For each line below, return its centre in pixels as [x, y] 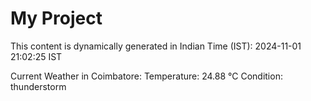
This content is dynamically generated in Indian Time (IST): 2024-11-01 [156, 46]
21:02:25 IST [36, 56]
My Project [56, 18]
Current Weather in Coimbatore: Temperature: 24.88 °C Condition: [146, 76]
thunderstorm [38, 86]
